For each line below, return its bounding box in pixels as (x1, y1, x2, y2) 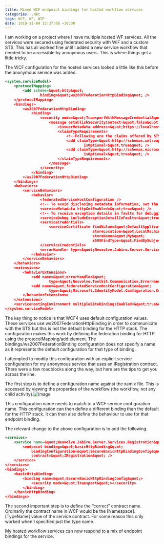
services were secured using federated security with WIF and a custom (5, 40, 149, 45)
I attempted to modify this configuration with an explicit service (5, 355, 132, 362)
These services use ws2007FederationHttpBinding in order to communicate (5, 320, 158, 326)
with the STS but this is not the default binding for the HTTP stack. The (5, 326, 147, 331)
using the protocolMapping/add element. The (5, 336, 96, 342)
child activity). (5, 391, 34, 397)
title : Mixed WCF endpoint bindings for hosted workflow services (5, 7, 143, 12)
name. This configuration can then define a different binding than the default (5, 406, 159, 412)
